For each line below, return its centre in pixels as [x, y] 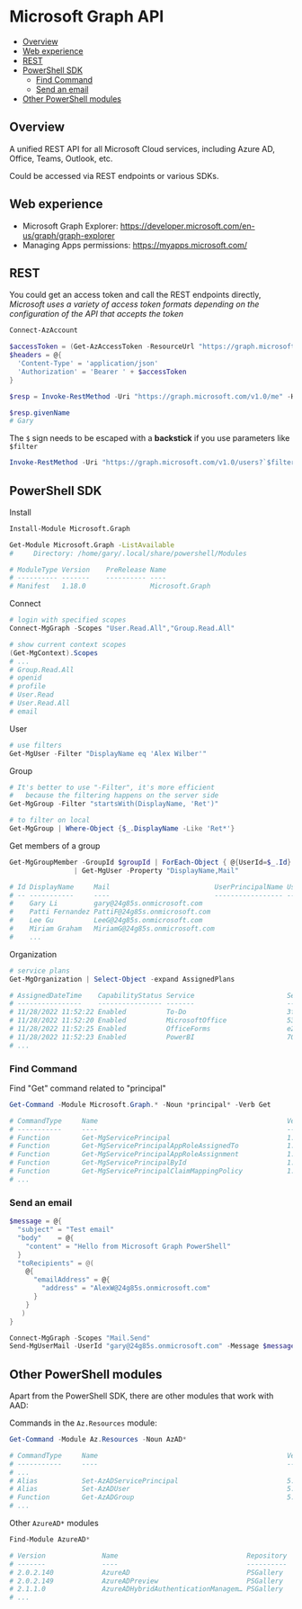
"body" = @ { [46, 1238]
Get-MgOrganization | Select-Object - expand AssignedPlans [122, 979]
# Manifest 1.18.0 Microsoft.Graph [110, 587]
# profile [28, 687]
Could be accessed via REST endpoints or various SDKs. [114, 175]
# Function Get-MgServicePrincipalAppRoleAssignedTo [124, 1146]
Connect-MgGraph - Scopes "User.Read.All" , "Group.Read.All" [122, 629]
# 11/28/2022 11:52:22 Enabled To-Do [98, 1012]
